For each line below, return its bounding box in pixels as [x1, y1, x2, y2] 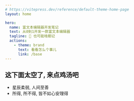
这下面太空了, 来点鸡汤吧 [5, 71, 79, 79]
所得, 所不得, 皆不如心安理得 [12, 90, 68, 97]
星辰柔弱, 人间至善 [12, 85, 49, 90]
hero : [5, 20, 16, 25]
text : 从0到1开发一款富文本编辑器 [9, 29, 70, 34]
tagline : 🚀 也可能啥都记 [9, 34, 55, 39]
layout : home [5, 12, 32, 16]
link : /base [17, 52, 42, 57]
